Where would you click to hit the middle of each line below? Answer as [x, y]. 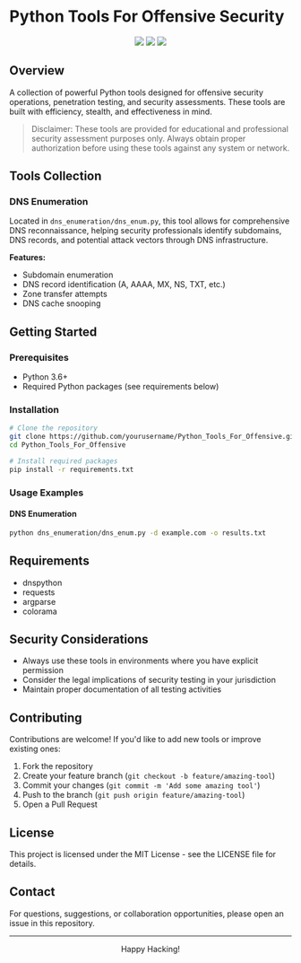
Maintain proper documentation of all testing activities [122, 689]
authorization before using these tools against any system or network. [160, 148]
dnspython [42, 582]
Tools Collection [56, 176]
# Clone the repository [54, 428]
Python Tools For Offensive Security [147, 17]
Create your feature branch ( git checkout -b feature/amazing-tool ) [149, 776]
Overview [37, 70]
